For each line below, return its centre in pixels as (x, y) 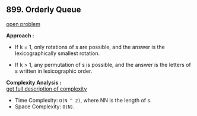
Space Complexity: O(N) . (45, 107)
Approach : (20, 36)
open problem (23, 24)
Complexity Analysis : (34, 82)
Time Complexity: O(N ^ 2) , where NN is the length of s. (83, 100)
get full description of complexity (47, 89)
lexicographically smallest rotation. (57, 53)
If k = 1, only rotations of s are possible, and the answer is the (90, 47)
